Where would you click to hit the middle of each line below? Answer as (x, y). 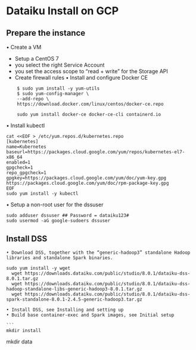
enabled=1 (18, 162)
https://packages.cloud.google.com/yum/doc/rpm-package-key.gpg (88, 183)
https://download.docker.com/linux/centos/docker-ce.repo (90, 104)
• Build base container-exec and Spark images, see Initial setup (90, 315)
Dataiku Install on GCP (63, 11)
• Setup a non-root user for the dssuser (55, 204)
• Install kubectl (26, 125)
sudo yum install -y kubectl (42, 194)
